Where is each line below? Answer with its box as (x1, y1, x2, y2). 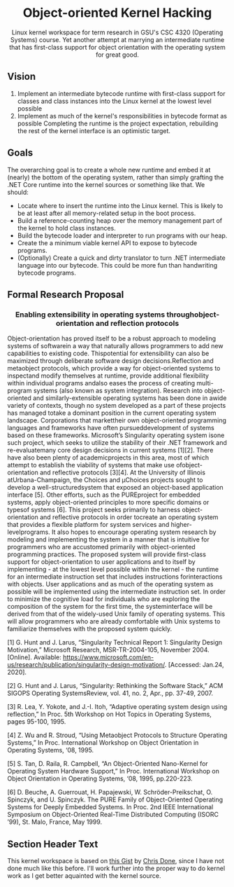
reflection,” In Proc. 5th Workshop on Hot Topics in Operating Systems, (7, 710, 212, 719)
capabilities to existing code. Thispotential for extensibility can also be (7, 349, 210, 358)
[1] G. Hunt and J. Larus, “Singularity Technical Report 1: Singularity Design (7, 638, 223, 647)
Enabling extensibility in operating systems (15, 310, 166, 319)
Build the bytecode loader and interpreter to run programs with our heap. (17, 231, 228, 240)
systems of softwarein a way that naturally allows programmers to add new (7, 342, 224, 350)
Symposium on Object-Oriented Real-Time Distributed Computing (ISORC (7, 811, 219, 819)
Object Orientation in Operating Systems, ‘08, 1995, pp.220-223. (7, 774, 193, 783)
